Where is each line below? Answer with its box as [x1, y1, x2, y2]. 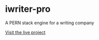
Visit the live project [5, 29, 46, 35]
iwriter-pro [5, 3, 51, 15]
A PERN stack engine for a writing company [5, 20, 95, 26]
